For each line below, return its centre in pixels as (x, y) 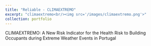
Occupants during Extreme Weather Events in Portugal (61, 38)
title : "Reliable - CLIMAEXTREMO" (41, 10)
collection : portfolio (28, 19)
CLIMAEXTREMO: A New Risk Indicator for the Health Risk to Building (75, 33)
